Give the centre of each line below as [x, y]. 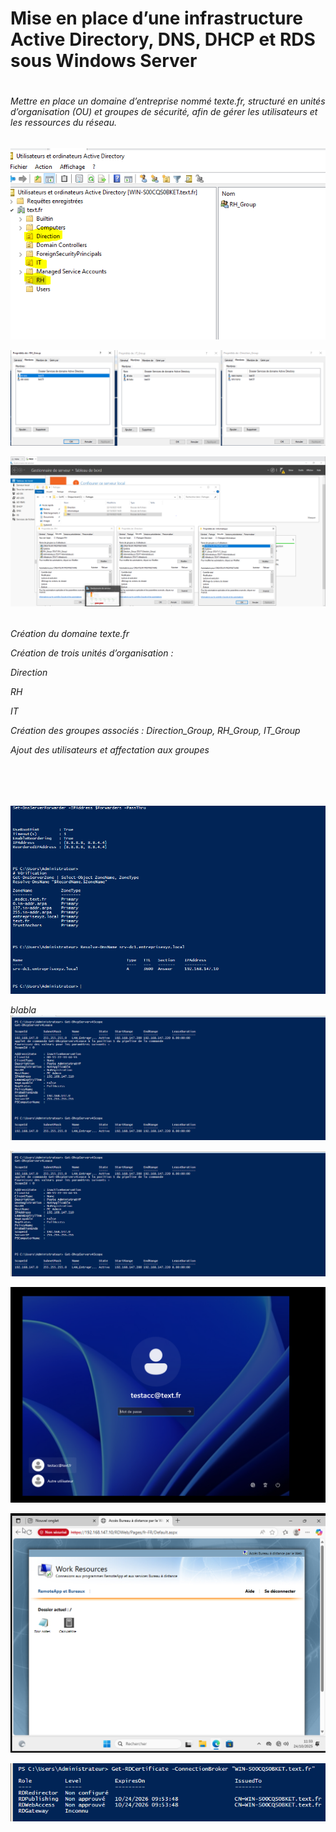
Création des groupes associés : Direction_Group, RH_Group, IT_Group [155, 731]
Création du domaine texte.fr [70, 634]
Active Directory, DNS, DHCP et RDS [163, 39]
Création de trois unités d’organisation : [92, 653]
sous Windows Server [104, 61]
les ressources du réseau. [64, 123]
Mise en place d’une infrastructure [156, 18]
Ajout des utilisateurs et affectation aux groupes [110, 750]
